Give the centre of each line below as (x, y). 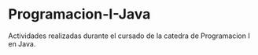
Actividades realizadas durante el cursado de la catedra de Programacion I (129, 36)
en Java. (22, 43)
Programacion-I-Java (79, 14)
